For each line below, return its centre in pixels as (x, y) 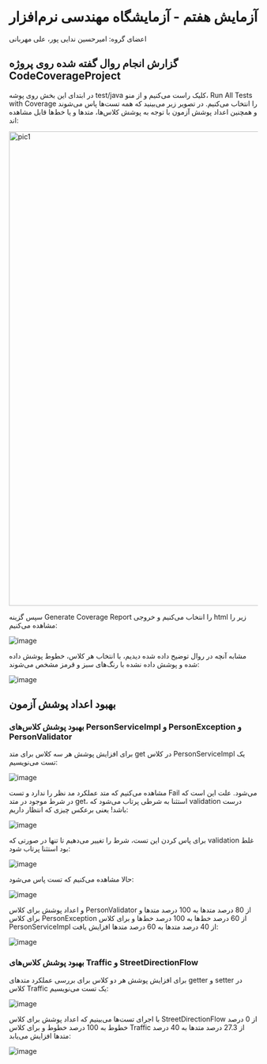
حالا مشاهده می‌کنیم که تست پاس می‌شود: (71, 879)
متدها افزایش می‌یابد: (40, 1036)
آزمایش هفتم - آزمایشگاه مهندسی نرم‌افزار (133, 17)
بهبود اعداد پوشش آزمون (63, 705)
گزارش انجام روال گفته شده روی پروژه (94, 64)
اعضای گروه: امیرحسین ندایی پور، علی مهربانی (78, 39)
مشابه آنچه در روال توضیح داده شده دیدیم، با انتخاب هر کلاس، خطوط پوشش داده (128, 655)
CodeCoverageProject (65, 76)
